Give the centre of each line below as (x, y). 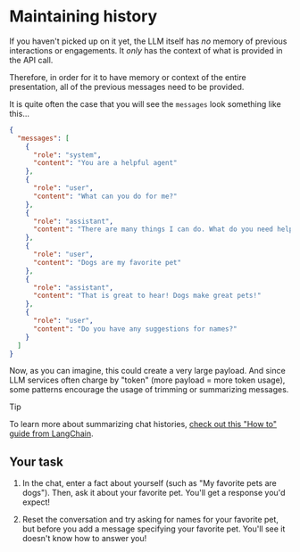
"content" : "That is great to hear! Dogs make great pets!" (147, 296)
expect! (36, 502)
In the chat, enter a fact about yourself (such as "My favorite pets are (149, 483)
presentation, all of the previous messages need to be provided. (127, 87)
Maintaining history (83, 16)
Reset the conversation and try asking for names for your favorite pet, (150, 520)
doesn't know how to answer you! (84, 539)
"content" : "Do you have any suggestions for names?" (135, 329)
